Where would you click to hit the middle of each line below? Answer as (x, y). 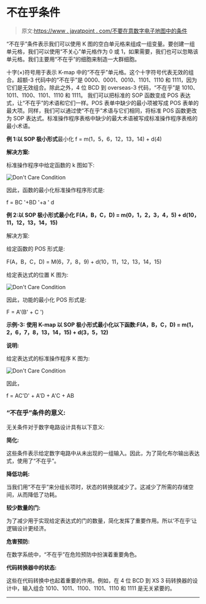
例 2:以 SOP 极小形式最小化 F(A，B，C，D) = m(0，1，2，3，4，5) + (94, 215)
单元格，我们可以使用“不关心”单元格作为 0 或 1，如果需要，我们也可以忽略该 (102, 51)
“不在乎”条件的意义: (36, 412)
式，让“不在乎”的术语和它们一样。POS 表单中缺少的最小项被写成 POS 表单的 (103, 103)
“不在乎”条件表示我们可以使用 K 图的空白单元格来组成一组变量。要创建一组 (101, 44)
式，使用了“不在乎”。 (33, 461)
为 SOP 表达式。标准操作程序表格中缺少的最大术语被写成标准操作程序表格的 (102, 118)
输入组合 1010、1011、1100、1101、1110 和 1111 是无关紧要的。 (99, 588)
